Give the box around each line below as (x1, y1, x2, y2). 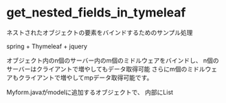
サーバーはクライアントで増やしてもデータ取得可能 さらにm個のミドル (6, 65, 205, 73)
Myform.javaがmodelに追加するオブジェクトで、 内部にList (6, 88, 173, 96)
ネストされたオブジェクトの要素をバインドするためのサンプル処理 (6, 28, 193, 36)
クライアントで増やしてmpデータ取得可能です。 (18, 73, 153, 82)
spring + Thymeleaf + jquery (6, 42, 87, 50)
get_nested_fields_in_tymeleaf (6, 5, 186, 21)
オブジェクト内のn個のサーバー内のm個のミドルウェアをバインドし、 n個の (6, 56, 219, 65)
